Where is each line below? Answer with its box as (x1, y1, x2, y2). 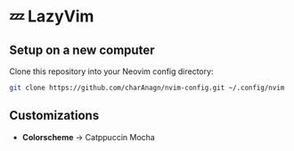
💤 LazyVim (9, 6, 94, 27)
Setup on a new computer (9, 42, 155, 57)
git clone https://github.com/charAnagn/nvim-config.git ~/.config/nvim (9, 83, 285, 92)
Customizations (9, 108, 100, 123)
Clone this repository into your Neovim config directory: (9, 66, 214, 77)
